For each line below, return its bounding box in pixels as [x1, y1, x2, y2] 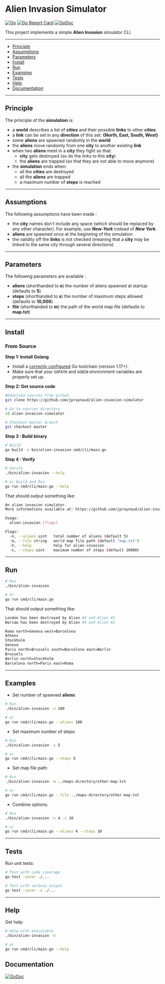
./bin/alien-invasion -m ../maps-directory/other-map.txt [5, 779, 126, 784]
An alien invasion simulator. [5, 502, 67, 508]
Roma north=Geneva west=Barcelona [5, 629, 76, 634]
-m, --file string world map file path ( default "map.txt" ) [9, 538, 139, 543]
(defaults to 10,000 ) [12, 299, 53, 305]
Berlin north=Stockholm [5, 656, 54, 661]
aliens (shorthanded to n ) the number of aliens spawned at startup [12, 283, 147, 289]
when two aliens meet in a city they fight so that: [12, 148, 112, 154]
